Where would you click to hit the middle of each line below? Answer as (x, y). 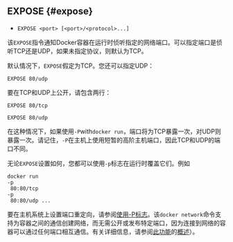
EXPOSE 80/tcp (28, 105)
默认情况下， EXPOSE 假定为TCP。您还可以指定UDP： (81, 66)
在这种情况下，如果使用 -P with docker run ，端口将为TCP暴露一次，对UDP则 (114, 131)
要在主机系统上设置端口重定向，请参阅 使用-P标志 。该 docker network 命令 (111, 214)
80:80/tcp (24, 188)
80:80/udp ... (31, 201)
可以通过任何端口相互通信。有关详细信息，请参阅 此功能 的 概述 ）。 (106, 232)
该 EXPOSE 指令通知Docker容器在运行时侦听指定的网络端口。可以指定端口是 (112, 42)
